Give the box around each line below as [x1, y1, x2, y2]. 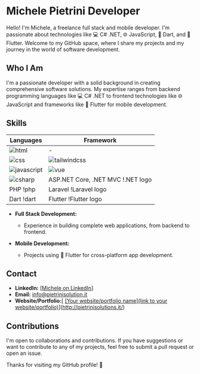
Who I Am [6, 63, 44, 73]
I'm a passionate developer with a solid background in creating [6, 79, 161, 86]
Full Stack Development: [14, 210, 77, 217]
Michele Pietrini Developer [6, 4, 140, 18]
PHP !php [9, 185, 36, 193]
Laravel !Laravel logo [48, 185, 107, 193]
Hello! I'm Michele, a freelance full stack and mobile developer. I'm [6, 24, 170, 31]
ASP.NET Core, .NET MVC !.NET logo [48, 175, 152, 183]
